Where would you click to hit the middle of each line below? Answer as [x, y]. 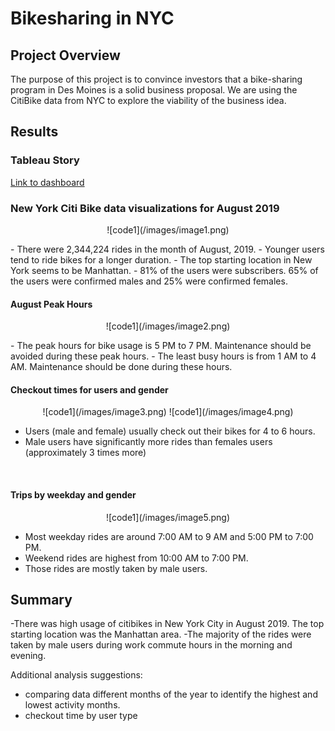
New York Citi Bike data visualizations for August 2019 [145, 208]
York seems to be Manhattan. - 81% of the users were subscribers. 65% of [164, 270]
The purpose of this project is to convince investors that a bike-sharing [156, 79]
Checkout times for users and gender [89, 389]
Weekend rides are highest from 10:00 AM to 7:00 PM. [136, 558]
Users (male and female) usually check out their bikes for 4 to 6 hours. [170, 431]
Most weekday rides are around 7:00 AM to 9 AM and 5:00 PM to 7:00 [169, 536]
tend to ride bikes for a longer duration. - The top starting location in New [161, 259]
